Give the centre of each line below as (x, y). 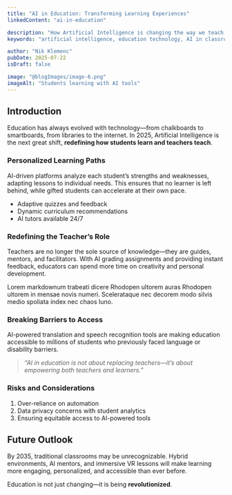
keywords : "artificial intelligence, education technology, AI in (105, 39)
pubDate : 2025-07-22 (37, 58)
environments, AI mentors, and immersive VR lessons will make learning (109, 464)
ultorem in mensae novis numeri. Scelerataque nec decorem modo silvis (110, 294)
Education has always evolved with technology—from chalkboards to (105, 128)
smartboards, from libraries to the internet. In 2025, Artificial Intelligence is (113, 135)
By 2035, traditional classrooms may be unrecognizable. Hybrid (98, 456)
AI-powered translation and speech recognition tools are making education (114, 335)
